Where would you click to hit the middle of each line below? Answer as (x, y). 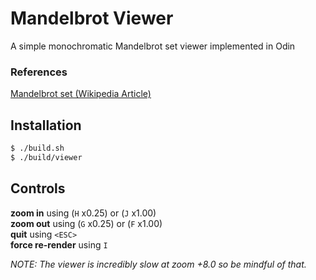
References (39, 72)
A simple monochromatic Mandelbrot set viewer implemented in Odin (153, 46)
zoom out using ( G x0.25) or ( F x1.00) (86, 223)
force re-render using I (59, 244)
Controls (38, 188)
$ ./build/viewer (46, 157)
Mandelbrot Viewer (92, 18)
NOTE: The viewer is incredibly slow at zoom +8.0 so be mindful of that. (158, 264)
